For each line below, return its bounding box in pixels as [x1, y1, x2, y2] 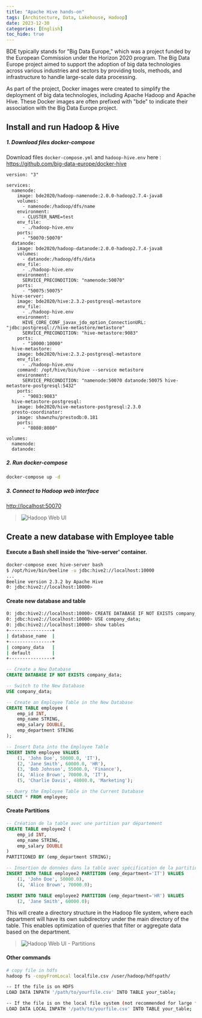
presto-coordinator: [11, 409, 63, 416]
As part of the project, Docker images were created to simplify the [6, 85, 170, 92]
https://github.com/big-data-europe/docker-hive [6, 160, 127, 168]
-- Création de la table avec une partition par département [6, 821, 163, 827]
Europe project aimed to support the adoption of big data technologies [6, 61, 181, 68]
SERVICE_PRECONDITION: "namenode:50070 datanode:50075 [22, 378, 163, 384]
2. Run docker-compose [6, 459, 68, 466]
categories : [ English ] [6, 25, 63, 32]
